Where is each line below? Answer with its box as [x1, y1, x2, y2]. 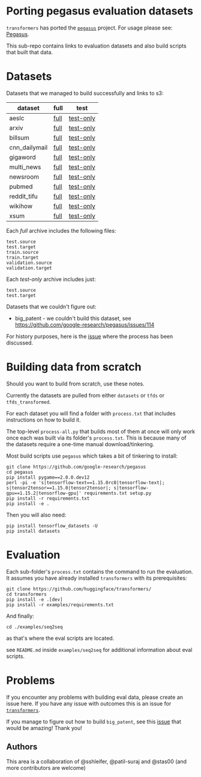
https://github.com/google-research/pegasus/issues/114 [14, 321, 155, 328]
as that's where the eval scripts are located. [6, 634, 115, 642]
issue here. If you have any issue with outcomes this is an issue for [6, 699, 172, 707]
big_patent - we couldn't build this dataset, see [14, 315, 131, 322]
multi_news [9, 162, 41, 171]
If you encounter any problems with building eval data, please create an [6, 693, 184, 701]
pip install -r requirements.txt [6, 495, 90, 502]
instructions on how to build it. [6, 416, 81, 423]
